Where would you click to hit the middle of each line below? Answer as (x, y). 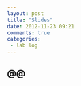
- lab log (24, 45)
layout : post (26, 13)
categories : (24, 39)
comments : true (29, 33)
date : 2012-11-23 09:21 (41, 26)
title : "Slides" (30, 20)
